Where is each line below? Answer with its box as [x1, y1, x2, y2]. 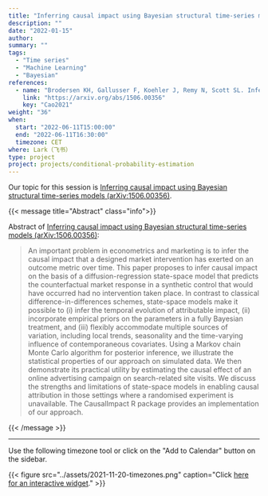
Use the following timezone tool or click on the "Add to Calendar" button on [8, 446, 256, 456]
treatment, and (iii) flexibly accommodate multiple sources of [27, 322, 229, 332]
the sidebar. [8, 454, 48, 464]
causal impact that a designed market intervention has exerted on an [27, 254, 254, 264]
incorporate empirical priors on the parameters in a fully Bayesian [27, 314, 243, 324]
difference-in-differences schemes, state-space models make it [27, 297, 238, 306]
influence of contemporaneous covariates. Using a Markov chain [27, 339, 241, 349]
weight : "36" [8, 109, 52, 117]
